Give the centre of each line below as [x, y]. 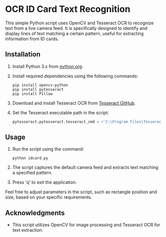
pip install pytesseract [38, 89]
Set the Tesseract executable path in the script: [60, 112]
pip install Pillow [32, 94]
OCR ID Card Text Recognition [68, 9]
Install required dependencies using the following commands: [75, 76]
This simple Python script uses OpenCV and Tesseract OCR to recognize [80, 23]
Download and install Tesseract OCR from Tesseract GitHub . [74, 103]
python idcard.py [30, 158]
